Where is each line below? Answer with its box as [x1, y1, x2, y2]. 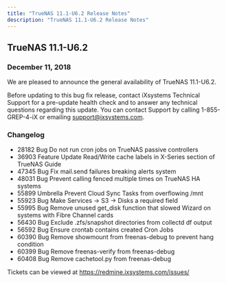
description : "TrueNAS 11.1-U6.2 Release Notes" [7, 16, 149, 23]
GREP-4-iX [7, 113, 38, 121]
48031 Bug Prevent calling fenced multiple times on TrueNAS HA [16, 175, 201, 183]
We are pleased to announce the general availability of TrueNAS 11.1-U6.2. [7, 78, 216, 86]
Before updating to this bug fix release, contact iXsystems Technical [7, 91, 201, 99]
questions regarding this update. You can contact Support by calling [7, 106, 201, 114]
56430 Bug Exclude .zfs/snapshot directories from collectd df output [16, 219, 212, 227]
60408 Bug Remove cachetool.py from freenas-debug [16, 255, 172, 263]
